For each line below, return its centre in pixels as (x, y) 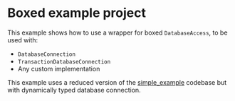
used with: (23, 40)
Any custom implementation (59, 69)
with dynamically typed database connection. (74, 90)
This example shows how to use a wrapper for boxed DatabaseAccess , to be (117, 32)
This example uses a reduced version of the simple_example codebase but (117, 82)
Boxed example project (77, 13)
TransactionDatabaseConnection (64, 61)
